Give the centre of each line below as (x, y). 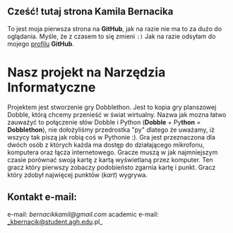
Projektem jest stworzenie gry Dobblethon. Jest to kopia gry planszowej (112, 107)
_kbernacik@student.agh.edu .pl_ (55, 222)
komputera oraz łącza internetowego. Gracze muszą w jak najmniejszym (113, 152)
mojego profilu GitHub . (41, 44)
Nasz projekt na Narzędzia (86, 72)
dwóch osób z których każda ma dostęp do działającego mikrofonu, (106, 144)
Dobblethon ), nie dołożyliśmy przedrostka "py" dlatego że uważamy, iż (111, 130)
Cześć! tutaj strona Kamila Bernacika (90, 12)
